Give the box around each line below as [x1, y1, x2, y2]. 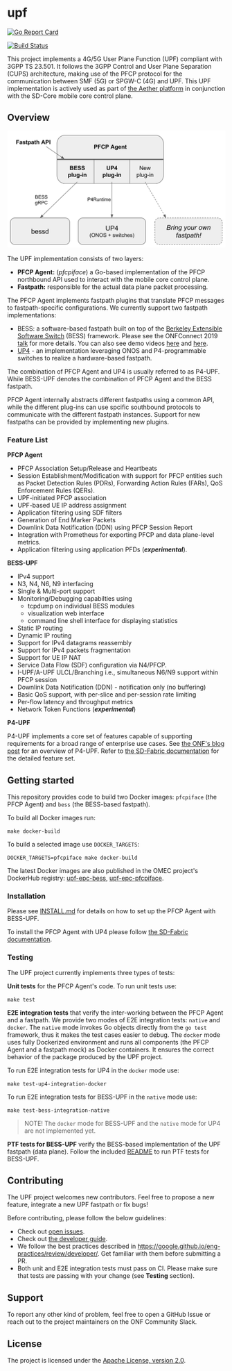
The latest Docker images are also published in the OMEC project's [7, 867, 199, 875]
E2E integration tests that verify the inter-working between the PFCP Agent [7, 1008, 224, 1017]
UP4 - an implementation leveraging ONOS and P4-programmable [17, 346, 206, 355]
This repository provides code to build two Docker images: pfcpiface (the [7, 793, 217, 801]
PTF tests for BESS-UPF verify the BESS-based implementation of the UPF [7, 1140, 222, 1148]
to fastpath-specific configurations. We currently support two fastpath [7, 304, 208, 312]
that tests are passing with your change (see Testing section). [17, 1272, 195, 1280]
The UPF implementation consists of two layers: [7, 254, 144, 263]
